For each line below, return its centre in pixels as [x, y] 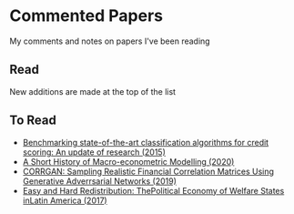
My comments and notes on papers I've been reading [110, 41]
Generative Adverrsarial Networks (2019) [100, 181]
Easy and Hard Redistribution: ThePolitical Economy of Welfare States [153, 190]
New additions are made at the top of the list [92, 91]
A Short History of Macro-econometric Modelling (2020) [128, 161]
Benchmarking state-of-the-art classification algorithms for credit [146, 142]
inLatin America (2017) [65, 200]
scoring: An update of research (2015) [94, 152]
